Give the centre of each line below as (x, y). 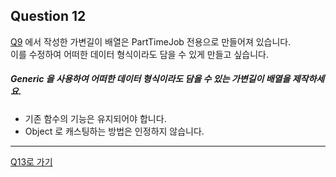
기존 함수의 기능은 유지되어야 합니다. (95, 118)
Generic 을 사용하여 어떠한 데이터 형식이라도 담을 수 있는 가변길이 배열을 (150, 79)
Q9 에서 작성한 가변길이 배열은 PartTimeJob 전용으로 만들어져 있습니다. (151, 41)
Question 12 (48, 16)
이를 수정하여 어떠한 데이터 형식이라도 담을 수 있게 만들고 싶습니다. (139, 54)
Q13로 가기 (31, 161)
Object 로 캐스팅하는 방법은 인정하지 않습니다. (114, 131)
